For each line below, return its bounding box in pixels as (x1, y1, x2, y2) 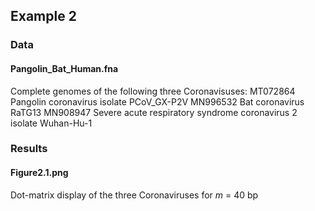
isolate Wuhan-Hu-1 (10, 117, 93, 129)
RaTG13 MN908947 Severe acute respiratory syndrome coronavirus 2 (10, 106, 298, 118)
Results (10, 142, 48, 156)
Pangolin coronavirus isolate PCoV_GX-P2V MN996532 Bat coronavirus (10, 95, 305, 108)
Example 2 (10, 8, 77, 25)
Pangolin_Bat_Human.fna (10, 62, 119, 74)
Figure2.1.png (10, 167, 69, 179)
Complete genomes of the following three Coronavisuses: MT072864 (10, 85, 296, 97)
